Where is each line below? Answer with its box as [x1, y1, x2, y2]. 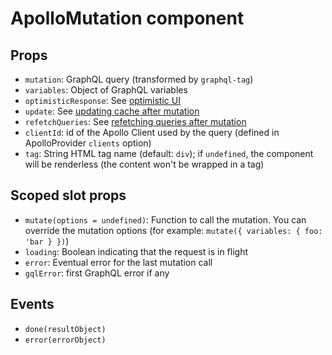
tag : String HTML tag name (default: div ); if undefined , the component [24, 148, 314, 159]
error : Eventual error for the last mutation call [24, 256, 213, 268]
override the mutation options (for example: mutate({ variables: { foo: [24, 224, 323, 236]
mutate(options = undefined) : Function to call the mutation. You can [24, 213, 307, 226]
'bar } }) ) [24, 235, 70, 247]
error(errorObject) [24, 335, 107, 345]
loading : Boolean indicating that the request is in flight [24, 245, 249, 257]
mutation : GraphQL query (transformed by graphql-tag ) [24, 73, 254, 85]
